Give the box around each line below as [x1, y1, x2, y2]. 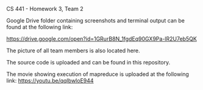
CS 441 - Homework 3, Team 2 [6, 5, 84, 12]
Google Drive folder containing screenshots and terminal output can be [6, 17, 185, 24]
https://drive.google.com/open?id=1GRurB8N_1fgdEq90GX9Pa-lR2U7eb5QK [6, 35, 197, 42]
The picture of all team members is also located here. [6, 47, 140, 54]
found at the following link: [6, 24, 73, 30]
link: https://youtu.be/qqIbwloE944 [6, 77, 94, 84]
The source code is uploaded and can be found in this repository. [6, 59, 171, 66]
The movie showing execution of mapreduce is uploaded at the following [6, 71, 189, 78]
